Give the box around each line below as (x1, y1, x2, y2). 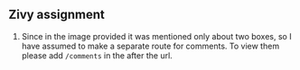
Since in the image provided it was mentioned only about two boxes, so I (21, 31, 292, 41)
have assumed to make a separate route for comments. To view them (21, 40, 280, 51)
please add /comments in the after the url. (21, 49, 173, 61)
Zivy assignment (8, 7, 106, 22)
